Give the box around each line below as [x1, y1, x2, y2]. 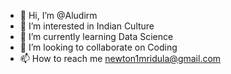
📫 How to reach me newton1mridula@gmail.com [19, 53, 222, 64]
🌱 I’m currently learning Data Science [19, 31, 174, 42]
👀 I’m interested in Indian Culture [19, 20, 155, 32]
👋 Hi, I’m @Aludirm [19, 10, 98, 21]
